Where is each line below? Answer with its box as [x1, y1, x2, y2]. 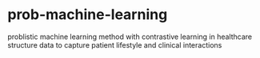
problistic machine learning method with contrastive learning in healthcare [7, 32, 253, 41]
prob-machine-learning [7, 6, 168, 24]
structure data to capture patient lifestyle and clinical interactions [7, 40, 222, 49]
